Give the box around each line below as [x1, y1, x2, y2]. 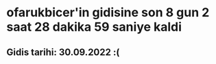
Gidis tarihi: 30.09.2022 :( [6, 46, 120, 58]
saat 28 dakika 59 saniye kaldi [6, 19, 182, 35]
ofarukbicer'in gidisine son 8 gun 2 [6, 5, 210, 20]
